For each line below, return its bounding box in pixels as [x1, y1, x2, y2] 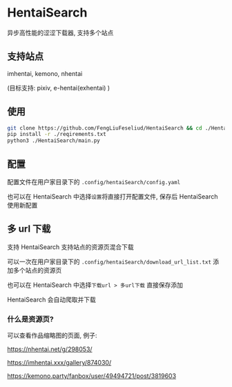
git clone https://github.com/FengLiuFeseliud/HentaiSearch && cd [7, 124, 202, 132]
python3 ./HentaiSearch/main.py [7, 137, 100, 144]
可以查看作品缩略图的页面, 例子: [7, 331, 98, 339]
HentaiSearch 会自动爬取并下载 [7, 295, 97, 304]
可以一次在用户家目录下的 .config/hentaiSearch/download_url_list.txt [7, 257, 212, 266]
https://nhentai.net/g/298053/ [7, 345, 93, 353]
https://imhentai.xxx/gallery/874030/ [7, 359, 112, 367]
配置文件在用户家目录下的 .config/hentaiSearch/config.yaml [7, 178, 181, 186]
